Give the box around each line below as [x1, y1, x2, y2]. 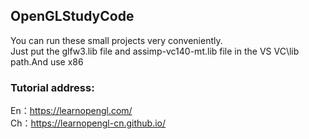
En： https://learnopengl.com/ [10, 105, 133, 117]
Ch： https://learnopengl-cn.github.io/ [10, 117, 167, 129]
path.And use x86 [10, 55, 84, 68]
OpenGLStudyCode [10, 8, 135, 25]
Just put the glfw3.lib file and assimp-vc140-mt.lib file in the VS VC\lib [10, 45, 300, 57]
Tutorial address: [10, 80, 95, 94]
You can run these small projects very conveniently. [10, 34, 223, 46]
